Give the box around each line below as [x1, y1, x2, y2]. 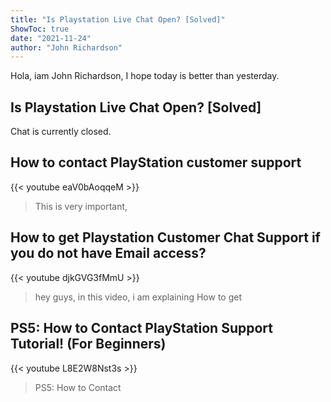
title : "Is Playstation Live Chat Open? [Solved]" [10, 14, 226, 25]
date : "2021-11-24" [10, 33, 92, 43]
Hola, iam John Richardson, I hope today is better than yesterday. [10, 70, 280, 82]
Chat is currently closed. [10, 126, 112, 138]
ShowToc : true [10, 24, 70, 34]
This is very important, [34, 200, 128, 212]
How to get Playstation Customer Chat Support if [10, 229, 321, 246]
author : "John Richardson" [10, 42, 123, 53]
